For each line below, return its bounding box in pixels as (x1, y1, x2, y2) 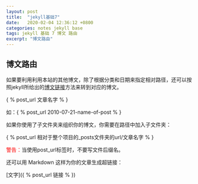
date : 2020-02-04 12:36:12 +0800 (6, 19, 94, 25)
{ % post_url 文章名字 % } (6, 96, 68, 103)
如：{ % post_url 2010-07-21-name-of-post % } (6, 109, 122, 116)
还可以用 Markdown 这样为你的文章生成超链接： (6, 159, 123, 166)
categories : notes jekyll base (6, 25, 83, 31)
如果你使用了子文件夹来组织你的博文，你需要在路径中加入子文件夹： (6, 121, 171, 128)
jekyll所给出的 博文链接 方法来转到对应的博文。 (11, 83, 122, 90)
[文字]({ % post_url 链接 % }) (6, 171, 76, 178)
